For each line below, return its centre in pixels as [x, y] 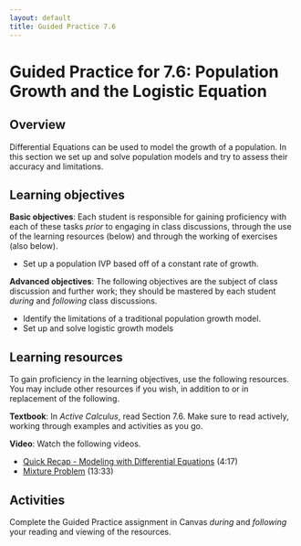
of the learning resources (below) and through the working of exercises [144, 236]
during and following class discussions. [83, 301]
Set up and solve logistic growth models [98, 328]
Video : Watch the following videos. [75, 444]
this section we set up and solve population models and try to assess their [149, 156]
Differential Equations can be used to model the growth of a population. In [148, 146]
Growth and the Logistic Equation [138, 91]
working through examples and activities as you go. [106, 426]
